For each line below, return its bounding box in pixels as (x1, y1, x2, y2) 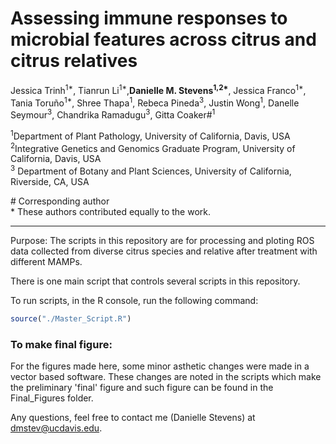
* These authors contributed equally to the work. (10, 205, 211, 217)
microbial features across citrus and (10, 28, 317, 51)
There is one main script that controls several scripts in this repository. (10, 275, 301, 287)
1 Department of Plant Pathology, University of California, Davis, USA (10, 128, 291, 142)
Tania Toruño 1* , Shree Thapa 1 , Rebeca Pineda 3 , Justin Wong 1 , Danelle (10, 95, 300, 109)
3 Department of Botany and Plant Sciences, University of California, (10, 163, 292, 177)
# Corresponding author (10, 195, 110, 207)
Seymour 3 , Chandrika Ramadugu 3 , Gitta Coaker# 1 (10, 107, 216, 121)
